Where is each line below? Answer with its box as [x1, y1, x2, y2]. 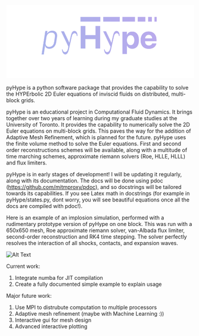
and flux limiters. [6, 159, 47, 166]
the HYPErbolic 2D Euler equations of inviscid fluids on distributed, [6, 90, 170, 97]
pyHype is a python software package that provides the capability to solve [6, 84, 189, 91]
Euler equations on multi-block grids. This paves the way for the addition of [6, 127, 191, 135]
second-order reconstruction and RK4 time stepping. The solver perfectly [6, 233, 187, 240]
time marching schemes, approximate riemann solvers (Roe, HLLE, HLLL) [6, 153, 186, 160]
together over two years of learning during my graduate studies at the [6, 115, 178, 121]
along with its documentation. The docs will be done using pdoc [6, 177, 163, 184]
